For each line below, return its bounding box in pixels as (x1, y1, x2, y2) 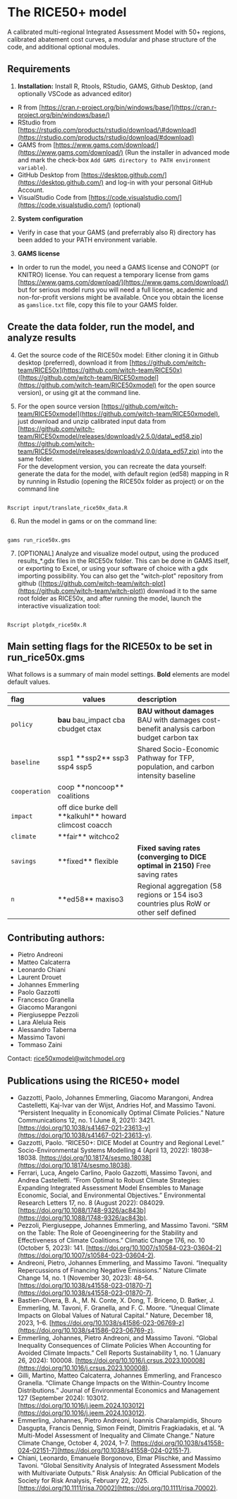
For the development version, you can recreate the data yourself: (17, 462, 207, 470)
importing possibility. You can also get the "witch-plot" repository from (17, 571, 224, 580)
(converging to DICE (137, 852, 207, 862)
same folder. (17, 454, 54, 463)
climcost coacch (57, 820, 113, 830)
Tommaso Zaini (17, 1041, 62, 1049)
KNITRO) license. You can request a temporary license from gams (17, 270, 209, 279)
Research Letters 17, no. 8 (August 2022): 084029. (17, 1199, 165, 1207)
